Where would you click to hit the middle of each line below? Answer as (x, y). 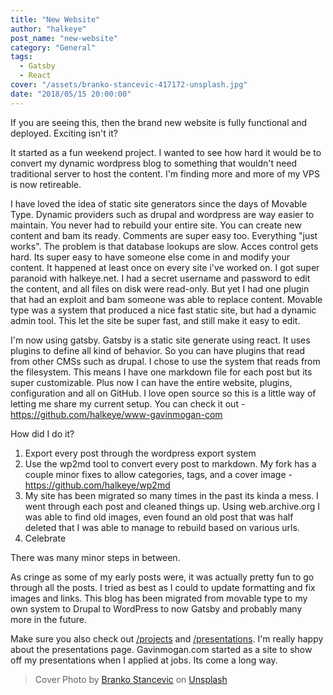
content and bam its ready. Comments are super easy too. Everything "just (164, 235)
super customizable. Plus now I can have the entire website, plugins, (151, 382)
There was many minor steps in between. (95, 557)
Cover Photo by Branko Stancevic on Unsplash (131, 679)
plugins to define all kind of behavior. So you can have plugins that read (158, 350)
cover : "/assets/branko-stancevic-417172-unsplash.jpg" (129, 85)
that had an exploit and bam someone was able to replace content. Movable (166, 299)
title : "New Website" (55, 19)
